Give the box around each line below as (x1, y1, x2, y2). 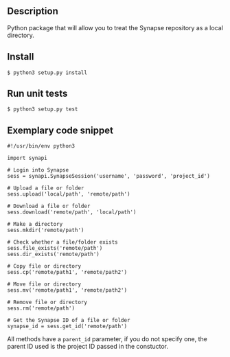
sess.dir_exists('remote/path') (7, 251, 100, 258)
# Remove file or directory (7, 299, 88, 306)
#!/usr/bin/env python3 (7, 143, 76, 150)
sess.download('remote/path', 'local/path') (7, 209, 137, 216)
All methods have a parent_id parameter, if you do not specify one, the (7, 335, 207, 343)
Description (7, 5, 58, 17)
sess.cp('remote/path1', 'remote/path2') (7, 269, 128, 276)
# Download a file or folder (7, 203, 91, 210)
